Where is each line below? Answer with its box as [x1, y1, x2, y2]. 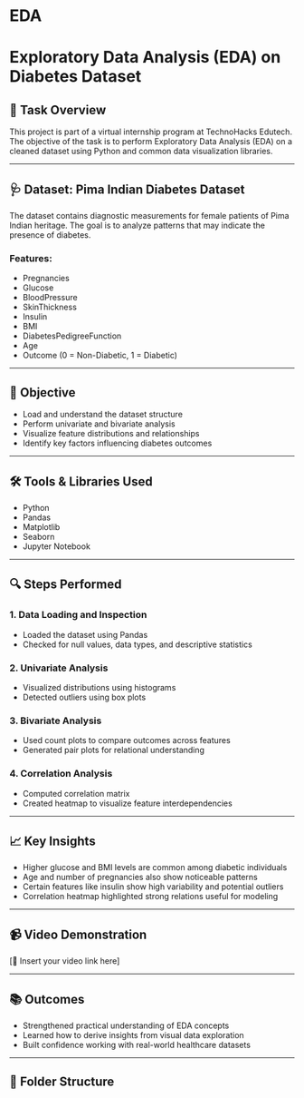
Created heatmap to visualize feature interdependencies [22, 798, 233, 809]
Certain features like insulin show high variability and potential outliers [22, 881, 284, 892]
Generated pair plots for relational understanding [22, 745, 205, 756]
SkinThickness [22, 301, 77, 313]
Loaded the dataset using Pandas [22, 629, 148, 640]
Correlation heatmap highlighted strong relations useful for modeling [22, 891, 279, 902]
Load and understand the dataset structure [22, 409, 184, 420]
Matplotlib [22, 521, 61, 532]
